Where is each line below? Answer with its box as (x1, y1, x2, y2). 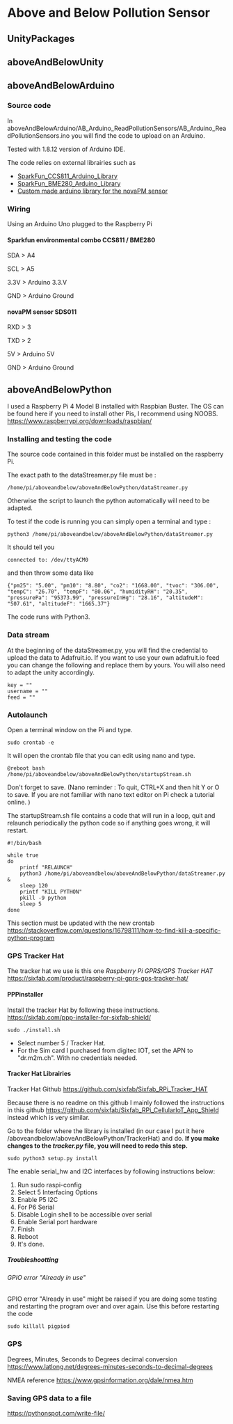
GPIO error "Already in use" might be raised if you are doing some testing (7, 1295, 218, 1303)
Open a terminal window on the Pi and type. (7, 726, 133, 734)
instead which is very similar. (7, 1113, 90, 1121)
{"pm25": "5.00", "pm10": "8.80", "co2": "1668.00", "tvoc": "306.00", (7, 583, 219, 590)
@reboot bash (7, 765, 45, 772)
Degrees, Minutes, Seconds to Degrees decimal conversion (7, 1355, 177, 1363)
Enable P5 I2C (17, 1195, 58, 1203)
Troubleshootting (7, 1256, 59, 1264)
